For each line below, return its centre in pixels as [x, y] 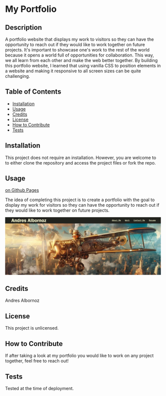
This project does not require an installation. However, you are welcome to [81, 158]
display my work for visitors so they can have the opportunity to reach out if [82, 205]
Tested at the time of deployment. [40, 388]
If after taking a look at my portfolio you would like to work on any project [80, 356]
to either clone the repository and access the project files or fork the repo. [81, 163]
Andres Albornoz [22, 300]
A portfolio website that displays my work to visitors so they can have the [80, 39]
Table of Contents [33, 92]
